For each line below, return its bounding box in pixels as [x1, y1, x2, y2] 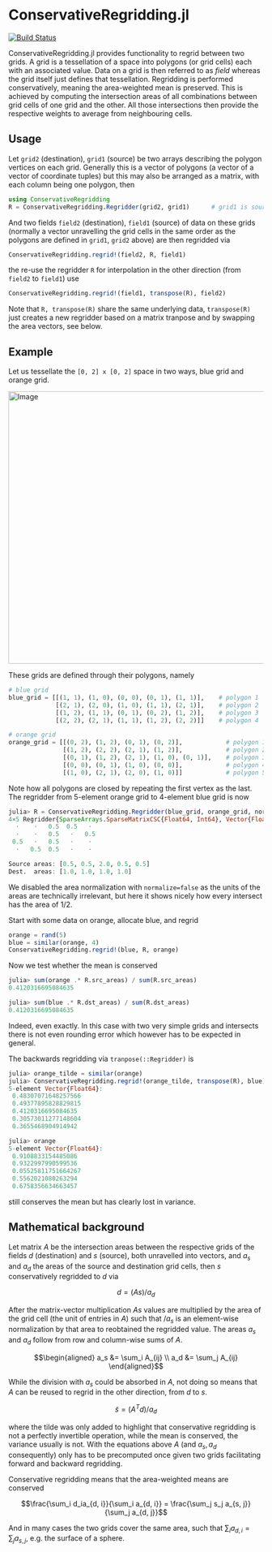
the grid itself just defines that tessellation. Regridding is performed [8, 74, 233, 84]
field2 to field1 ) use [8, 274, 79, 283]
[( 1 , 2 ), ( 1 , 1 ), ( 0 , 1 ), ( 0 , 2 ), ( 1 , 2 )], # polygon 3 [55, 709, 259, 717]
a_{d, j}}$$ [132, 1507, 168, 1517]
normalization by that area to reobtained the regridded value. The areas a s [8, 1324, 257, 1336]
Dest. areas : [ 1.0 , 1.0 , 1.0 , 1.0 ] [8, 867, 132, 876]
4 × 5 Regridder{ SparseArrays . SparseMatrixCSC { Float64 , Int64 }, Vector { [8, 815, 252, 823]
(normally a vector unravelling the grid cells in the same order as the [8, 226, 236, 236]
